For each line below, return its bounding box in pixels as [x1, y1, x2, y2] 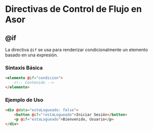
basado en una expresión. [5, 52, 58, 58]
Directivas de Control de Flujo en [5, 3, 142, 15]
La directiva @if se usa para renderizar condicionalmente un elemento [5, 47, 149, 52]
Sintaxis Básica [5, 64, 43, 71]
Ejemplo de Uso [5, 96, 44, 103]
